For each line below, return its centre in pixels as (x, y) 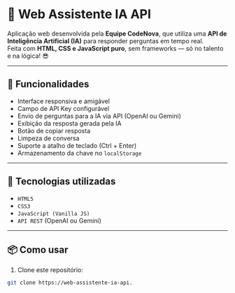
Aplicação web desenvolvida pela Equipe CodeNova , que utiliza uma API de (117, 33)
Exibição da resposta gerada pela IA (69, 123)
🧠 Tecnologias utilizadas (62, 182)
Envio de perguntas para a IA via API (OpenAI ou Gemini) (99, 116)
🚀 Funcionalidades (48, 84)
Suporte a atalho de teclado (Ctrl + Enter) (77, 145)
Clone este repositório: (50, 270)
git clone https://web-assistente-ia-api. (70, 283)
